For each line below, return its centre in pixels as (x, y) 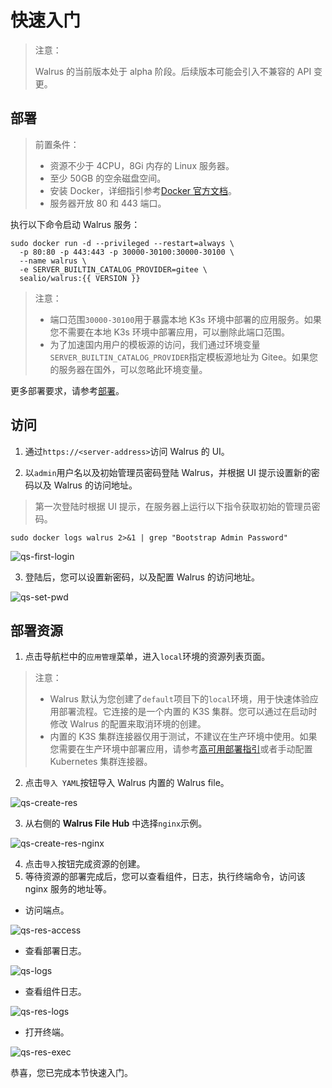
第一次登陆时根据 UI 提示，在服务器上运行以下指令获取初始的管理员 (173, 506)
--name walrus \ (53, 261)
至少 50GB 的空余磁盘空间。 (108, 178)
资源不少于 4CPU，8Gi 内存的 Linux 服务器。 (142, 165)
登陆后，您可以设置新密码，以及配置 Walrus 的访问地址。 (142, 577)
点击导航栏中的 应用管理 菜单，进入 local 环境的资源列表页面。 (147, 657)
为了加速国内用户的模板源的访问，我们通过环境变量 (155, 344)
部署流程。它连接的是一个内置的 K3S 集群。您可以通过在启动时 (188, 712)
